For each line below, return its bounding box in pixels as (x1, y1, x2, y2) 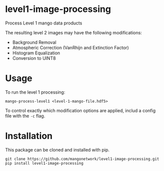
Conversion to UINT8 (12, 55, 56, 61)
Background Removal (12, 39, 56, 45)
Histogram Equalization (12, 50, 60, 56)
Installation (5, 131, 53, 142)
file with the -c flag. (5, 113, 45, 119)
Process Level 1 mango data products (5, 20, 82, 26)
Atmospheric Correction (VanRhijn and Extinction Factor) (12, 44, 129, 50)
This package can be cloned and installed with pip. (5, 147, 110, 153)
